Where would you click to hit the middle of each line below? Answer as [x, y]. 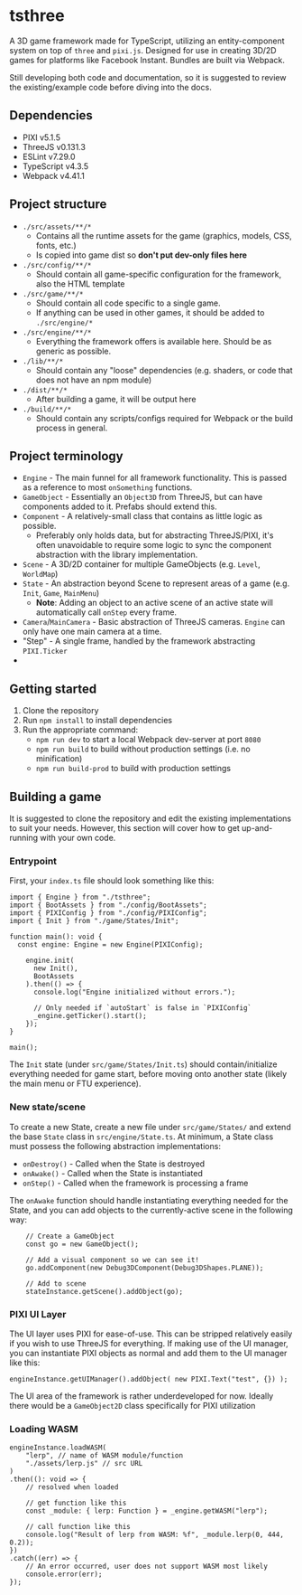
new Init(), [55, 968]
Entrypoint [33, 861]
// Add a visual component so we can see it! [113, 1260]
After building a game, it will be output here [116, 399]
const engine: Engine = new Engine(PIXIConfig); [110, 945]
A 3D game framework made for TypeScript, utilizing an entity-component [147, 41]
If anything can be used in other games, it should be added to [150, 312]
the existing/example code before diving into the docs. [110, 87]
